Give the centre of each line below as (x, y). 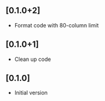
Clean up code (33, 59)
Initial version (31, 93)
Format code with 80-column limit (56, 25)
